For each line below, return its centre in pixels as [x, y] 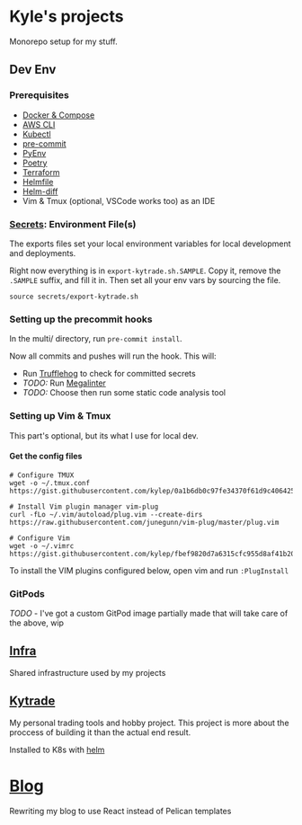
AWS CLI [39, 124]
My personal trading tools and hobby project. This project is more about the [149, 723]
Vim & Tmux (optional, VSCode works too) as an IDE [119, 200]
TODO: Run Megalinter [64, 383]
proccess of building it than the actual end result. [100, 732]
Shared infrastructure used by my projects [88, 672]
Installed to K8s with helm [57, 750]
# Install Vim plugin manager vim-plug [84, 506]
